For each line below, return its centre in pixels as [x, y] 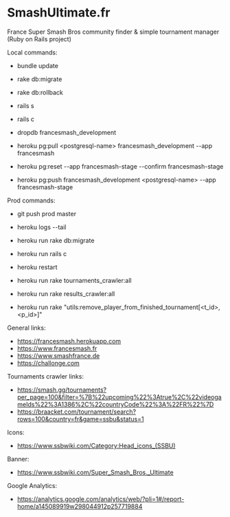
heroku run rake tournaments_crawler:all [74, 280]
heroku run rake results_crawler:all [66, 293]
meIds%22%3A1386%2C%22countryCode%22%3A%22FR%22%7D [115, 404]
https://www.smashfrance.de [58, 355]
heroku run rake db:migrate [56, 240]
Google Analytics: [32, 485]
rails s [25, 105]
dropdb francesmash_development [67, 132]
